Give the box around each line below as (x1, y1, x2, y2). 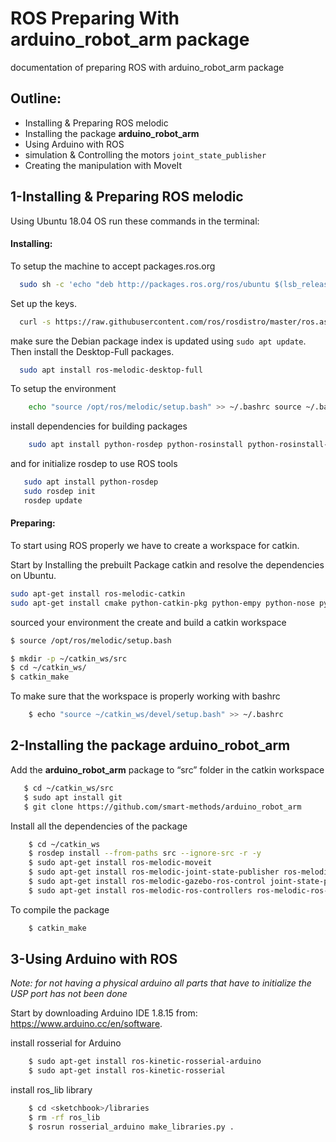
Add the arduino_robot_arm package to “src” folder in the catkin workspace (10, 763, 325, 776)
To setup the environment (10, 383, 117, 395)
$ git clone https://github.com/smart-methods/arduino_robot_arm (23, 802, 302, 812)
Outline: (10, 90, 62, 107)
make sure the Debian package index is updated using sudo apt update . (10, 335, 307, 347)
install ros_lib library (10, 1084, 93, 1096)
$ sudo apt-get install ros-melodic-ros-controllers (28, 885, 253, 896)
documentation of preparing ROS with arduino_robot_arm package (10, 61, 285, 73)
